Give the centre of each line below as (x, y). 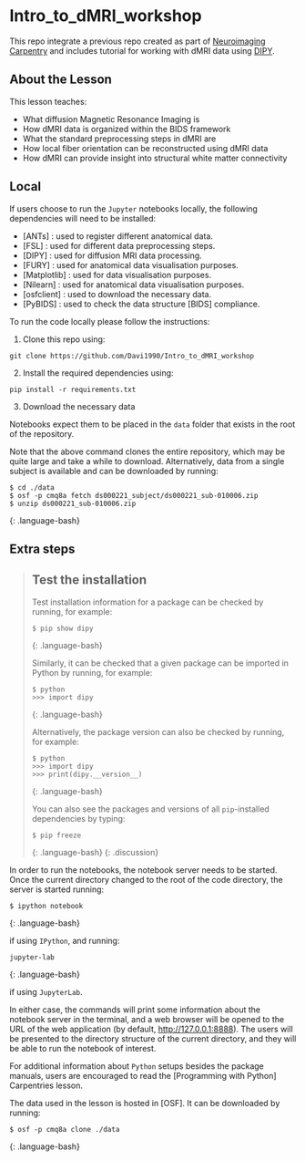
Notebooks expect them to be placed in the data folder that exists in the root (152, 424)
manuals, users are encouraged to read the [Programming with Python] (143, 1075)
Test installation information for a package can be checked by (147, 602)
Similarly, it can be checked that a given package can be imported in (160, 663)
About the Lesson (61, 80)
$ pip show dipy (62, 628)
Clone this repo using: (64, 339)
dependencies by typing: (78, 818)
